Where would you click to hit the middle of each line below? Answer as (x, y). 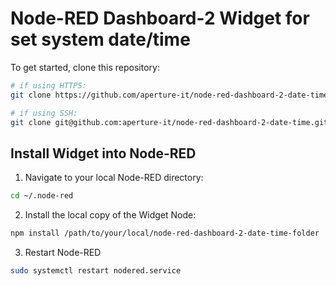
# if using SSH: (44, 113)
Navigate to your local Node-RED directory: (114, 178)
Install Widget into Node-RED (103, 153)
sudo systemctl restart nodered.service (96, 271)
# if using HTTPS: (48, 85)
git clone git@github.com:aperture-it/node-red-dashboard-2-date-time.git (169, 122)
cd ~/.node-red (42, 196)
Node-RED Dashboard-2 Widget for (160, 18)
